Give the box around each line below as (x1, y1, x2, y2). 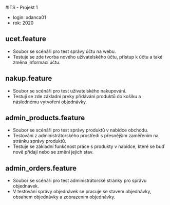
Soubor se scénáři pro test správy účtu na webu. (12, 48, 116, 54)
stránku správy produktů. (12, 138, 67, 144)
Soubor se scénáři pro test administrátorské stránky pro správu (12, 177, 147, 184)
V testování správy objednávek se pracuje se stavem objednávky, (12, 189, 152, 195)
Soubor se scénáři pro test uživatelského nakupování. (12, 87, 127, 94)
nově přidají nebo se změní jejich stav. (12, 149, 94, 155)
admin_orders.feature (5, 164, 77, 173)
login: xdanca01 (12, 14, 46, 20)
